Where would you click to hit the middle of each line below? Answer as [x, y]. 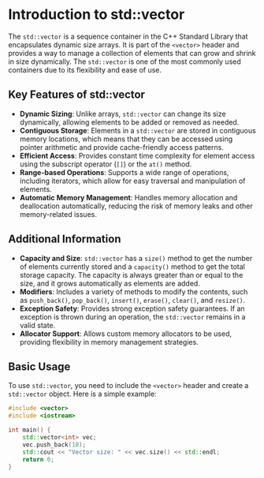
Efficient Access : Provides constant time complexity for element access [137, 155]
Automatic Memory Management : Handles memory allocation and [128, 197]
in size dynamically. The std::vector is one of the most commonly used [125, 62]
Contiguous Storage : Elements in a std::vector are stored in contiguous [138, 130]
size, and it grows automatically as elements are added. [110, 283]
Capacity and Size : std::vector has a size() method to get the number [136, 258]
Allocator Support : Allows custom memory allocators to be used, [126, 334]
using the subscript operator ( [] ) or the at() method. [106, 164]
